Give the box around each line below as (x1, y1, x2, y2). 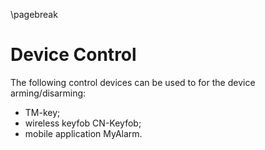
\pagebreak (10, 9, 58, 20)
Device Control (10, 44, 137, 66)
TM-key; (24, 106, 61, 118)
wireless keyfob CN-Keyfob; (24, 117, 142, 129)
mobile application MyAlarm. (24, 127, 143, 139)
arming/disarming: (10, 87, 87, 99)
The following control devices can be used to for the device (10, 76, 256, 88)
